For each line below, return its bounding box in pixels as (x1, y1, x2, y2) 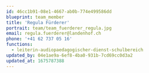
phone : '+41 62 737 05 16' (6, 36, 72, 42)
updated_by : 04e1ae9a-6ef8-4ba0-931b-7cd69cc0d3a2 (6, 52, 133, 58)
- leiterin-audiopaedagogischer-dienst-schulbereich (11, 47, 144, 53)
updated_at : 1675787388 (6, 58, 65, 64)
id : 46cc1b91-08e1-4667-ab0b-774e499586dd (6, 8, 112, 15)
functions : (6, 42, 33, 48)
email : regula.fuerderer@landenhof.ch (6, 31, 101, 36)
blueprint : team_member (6, 14, 65, 20)
